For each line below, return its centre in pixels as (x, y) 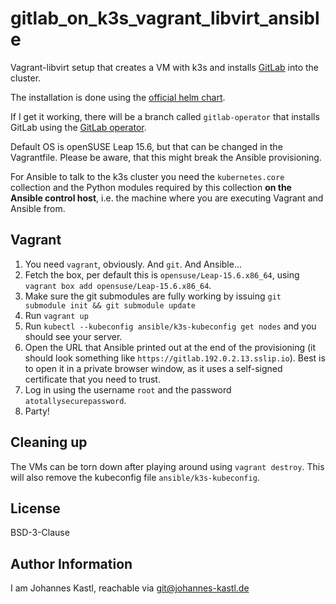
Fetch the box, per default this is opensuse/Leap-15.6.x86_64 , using (162, 274)
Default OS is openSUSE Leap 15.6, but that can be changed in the (146, 146)
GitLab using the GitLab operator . (78, 127)
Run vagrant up (56, 315)
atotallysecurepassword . (75, 400)
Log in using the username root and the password (128, 389)
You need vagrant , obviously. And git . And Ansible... (133, 264)
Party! (37, 411)
